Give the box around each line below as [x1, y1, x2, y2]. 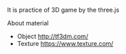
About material [7, 19, 50, 27]
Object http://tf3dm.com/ [17, 32, 88, 40]
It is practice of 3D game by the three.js [7, 6, 120, 14]
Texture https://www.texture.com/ [17, 40, 114, 47]
